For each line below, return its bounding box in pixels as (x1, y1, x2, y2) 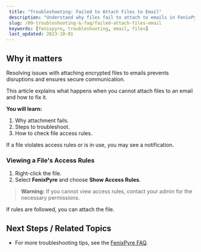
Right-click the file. (14, 170, 62, 177)
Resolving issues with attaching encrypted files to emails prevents (6, 69, 169, 76)
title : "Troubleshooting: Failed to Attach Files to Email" (8, 8, 162, 15)
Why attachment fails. (14, 116, 69, 124)
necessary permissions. (20, 194, 80, 202)
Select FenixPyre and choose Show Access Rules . (14, 176, 141, 184)
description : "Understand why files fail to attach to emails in (8, 14, 175, 20)
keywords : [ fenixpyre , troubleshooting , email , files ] (8, 25, 148, 32)
